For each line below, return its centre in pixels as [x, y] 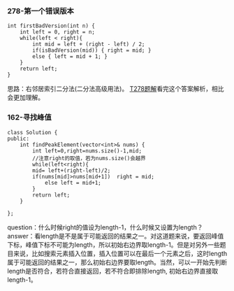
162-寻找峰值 [30, 118]
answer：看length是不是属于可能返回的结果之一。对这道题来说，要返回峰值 [116, 236]
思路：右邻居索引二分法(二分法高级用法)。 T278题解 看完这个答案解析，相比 [116, 89]
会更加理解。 [25, 98]
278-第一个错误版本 [41, 10]
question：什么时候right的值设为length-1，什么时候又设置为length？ [105, 227]
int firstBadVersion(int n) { [51, 26]
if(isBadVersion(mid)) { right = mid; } [92, 50]
